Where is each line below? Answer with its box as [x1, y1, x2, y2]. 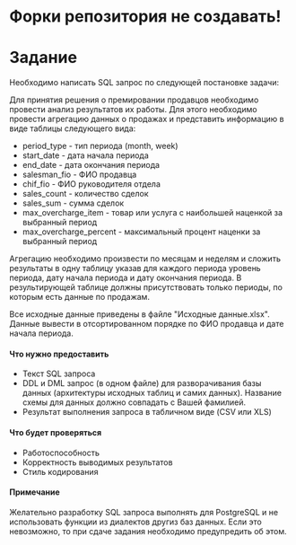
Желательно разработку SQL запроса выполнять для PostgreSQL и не [9, 506, 279, 517]
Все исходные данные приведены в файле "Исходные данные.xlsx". [9, 309, 271, 320]
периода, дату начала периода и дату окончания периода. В [9, 272, 242, 284]
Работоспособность [22, 447, 100, 458]
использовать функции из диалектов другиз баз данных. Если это [9, 516, 262, 527]
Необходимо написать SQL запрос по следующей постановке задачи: [9, 77, 280, 88]
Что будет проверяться [9, 426, 102, 437]
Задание [9, 48, 78, 68]
